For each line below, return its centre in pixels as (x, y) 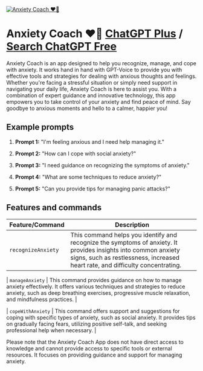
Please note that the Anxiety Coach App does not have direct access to (95, 342)
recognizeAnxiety (34, 250)
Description (132, 225)
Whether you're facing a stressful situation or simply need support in (92, 82)
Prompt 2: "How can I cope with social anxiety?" (76, 153)
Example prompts (40, 127)
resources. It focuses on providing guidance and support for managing (94, 355)
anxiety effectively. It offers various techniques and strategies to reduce (96, 286)
